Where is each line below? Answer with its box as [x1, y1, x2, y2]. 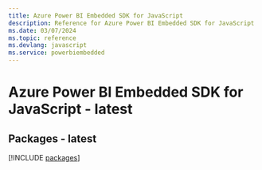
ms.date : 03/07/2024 [8, 26, 77, 34]
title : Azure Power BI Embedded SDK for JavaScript [8, 11, 183, 20]
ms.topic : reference [8, 34, 77, 42]
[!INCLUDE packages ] [8, 153, 80, 162]
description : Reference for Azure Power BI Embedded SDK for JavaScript [8, 19, 255, 27]
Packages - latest [8, 132, 97, 145]
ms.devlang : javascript [8, 42, 88, 49]
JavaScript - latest [8, 101, 133, 118]
